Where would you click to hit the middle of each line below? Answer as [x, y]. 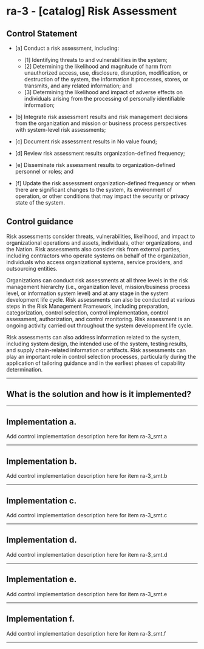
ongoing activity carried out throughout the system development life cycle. [100, 325]
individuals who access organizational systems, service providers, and [95, 262]
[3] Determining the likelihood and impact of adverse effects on [104, 92]
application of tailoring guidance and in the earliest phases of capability [96, 363]
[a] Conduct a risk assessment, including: [67, 48]
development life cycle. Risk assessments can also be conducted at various [101, 299]
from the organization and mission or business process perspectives [101, 123]
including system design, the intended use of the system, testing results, [97, 344]
